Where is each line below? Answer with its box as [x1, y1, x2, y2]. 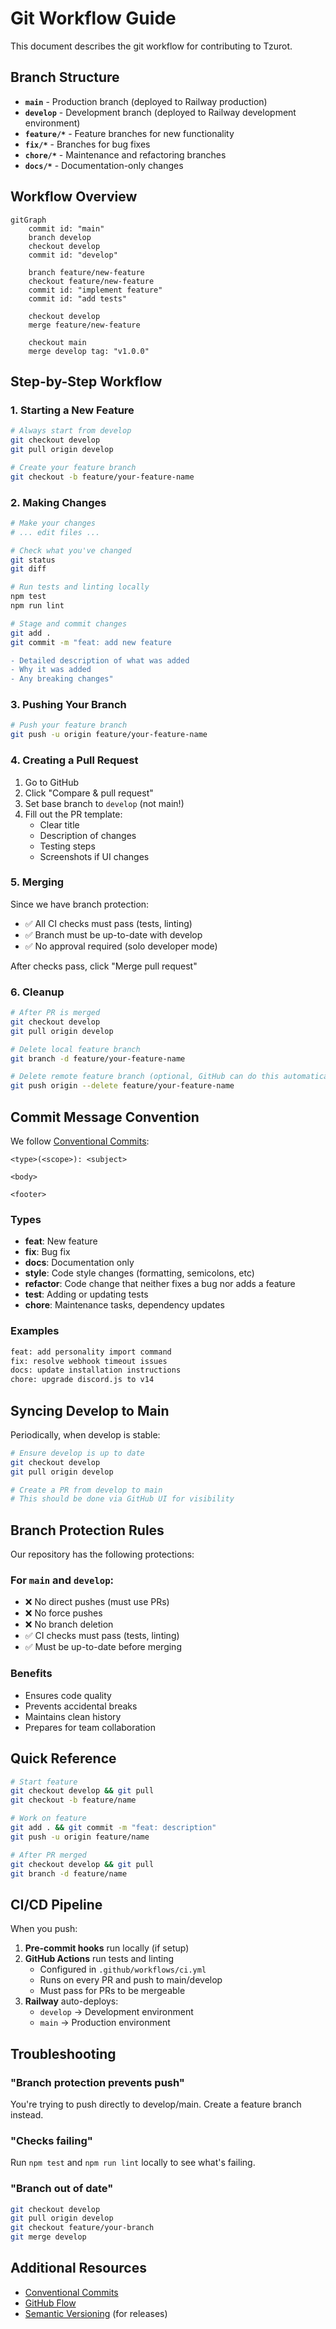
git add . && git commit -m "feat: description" [10, 1823, 217, 1833]
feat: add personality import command [10, 1347, 172, 1357]
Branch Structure [10, 69, 120, 86]
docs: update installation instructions [10, 1365, 182, 1376]
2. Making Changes [10, 495, 107, 509]
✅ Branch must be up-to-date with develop [24, 928, 203, 941]
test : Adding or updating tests [24, 1288, 149, 1301]
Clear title [39, 818, 80, 831]
